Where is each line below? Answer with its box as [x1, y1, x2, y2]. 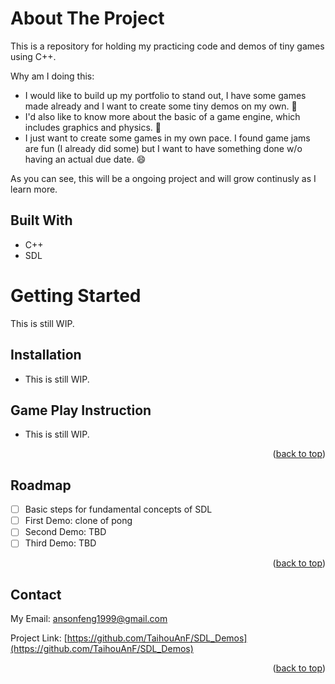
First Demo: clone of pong [24, 515, 133, 527]
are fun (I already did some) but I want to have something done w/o [24, 142, 303, 154]
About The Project [10, 7, 165, 30]
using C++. [10, 50, 57, 62]
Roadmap [10, 477, 72, 494]
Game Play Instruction [10, 402, 152, 419]
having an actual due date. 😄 [24, 153, 147, 165]
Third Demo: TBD [24, 537, 97, 549]
